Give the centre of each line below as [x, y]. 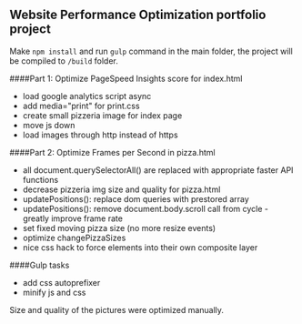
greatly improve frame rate [72, 218]
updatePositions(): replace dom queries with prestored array [136, 198]
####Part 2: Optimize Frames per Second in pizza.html [112, 152]
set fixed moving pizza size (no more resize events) [119, 228]
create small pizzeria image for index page [102, 115]
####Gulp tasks [40, 265]
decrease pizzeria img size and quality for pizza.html [121, 189]
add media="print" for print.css [81, 106]
